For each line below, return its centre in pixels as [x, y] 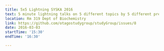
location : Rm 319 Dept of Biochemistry [46, 18]
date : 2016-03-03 [23, 28]
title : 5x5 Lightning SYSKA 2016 [39, 9]
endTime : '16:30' [23, 37]
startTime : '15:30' [25, 32]
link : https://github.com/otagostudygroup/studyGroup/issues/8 [71, 23]
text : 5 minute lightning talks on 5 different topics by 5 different [78, 14]
